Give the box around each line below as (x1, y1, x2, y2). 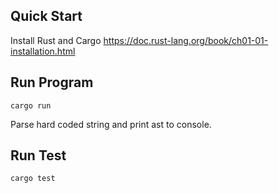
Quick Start (10, 8, 83, 25)
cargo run (10, 100, 52, 111)
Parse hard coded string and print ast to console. (10, 118, 212, 130)
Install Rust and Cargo (10, 34, 102, 46)
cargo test (10, 174, 56, 184)
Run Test (10, 147, 67, 164)
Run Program (10, 74, 94, 91)
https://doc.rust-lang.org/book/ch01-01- (103, 34, 269, 46)
